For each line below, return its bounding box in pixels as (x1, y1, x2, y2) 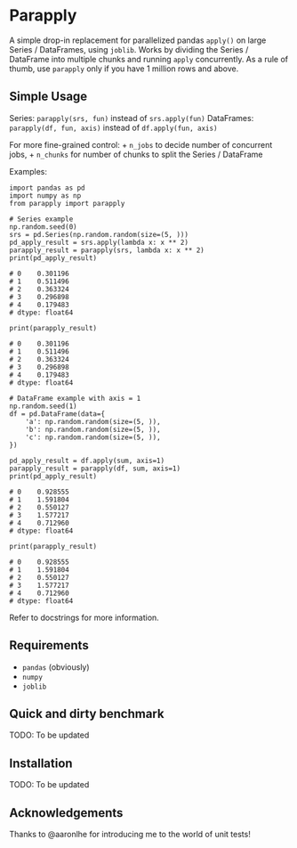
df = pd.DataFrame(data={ (9, 409, 105, 419)
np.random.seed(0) (9, 222, 77, 232)
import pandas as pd (9, 183, 86, 192)
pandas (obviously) (21, 661, 91, 673)
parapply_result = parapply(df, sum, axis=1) (9, 464, 181, 473)
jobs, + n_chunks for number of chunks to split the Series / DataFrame (9, 149, 263, 159)
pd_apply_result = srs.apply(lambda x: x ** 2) (9, 238, 189, 247)
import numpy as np (9, 191, 82, 200)
